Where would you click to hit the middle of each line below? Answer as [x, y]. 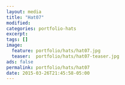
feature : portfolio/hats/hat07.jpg [56, 51]
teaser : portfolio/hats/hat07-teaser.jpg [66, 56]
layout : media [24, 12]
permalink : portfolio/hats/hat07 [48, 67]
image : [14, 45]
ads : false [20, 62]
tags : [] [17, 40]
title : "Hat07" [25, 17]
